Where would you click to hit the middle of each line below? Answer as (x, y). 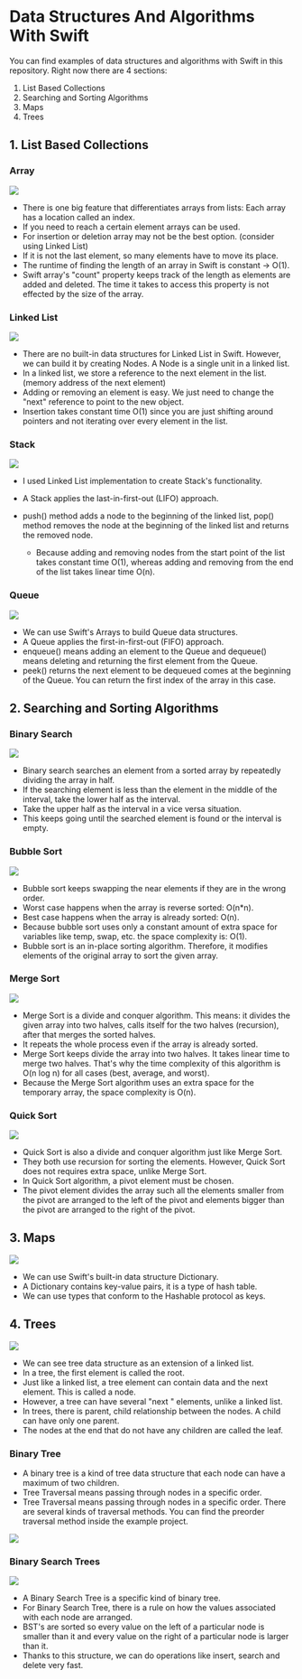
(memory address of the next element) (94, 382)
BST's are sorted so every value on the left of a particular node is (143, 1627)
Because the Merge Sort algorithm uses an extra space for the (138, 1082)
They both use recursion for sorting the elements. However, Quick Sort (154, 1161)
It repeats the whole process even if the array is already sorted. (140, 1044)
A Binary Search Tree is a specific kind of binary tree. (121, 1598)
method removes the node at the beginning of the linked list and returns (156, 526)
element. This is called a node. (79, 1392)
